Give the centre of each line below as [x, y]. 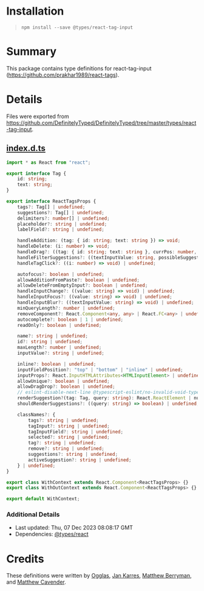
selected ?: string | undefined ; [69, 437]
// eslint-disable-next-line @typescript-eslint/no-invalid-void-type [108, 393]
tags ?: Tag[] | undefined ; [51, 207]
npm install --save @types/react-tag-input [77, 27]
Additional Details [33, 514]
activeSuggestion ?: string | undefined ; [80, 460]
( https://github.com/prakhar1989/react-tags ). [63, 75]
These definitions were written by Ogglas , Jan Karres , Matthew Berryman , [99, 576]
